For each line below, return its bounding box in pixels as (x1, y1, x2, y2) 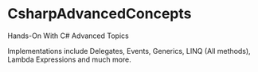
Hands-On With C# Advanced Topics (7, 31, 129, 40)
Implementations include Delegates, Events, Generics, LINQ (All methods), (7, 46, 252, 55)
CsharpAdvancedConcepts (7, 5, 192, 23)
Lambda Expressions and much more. (7, 55, 132, 64)
